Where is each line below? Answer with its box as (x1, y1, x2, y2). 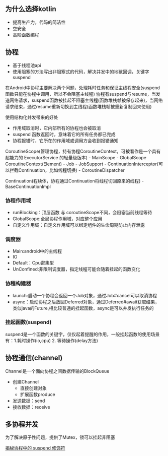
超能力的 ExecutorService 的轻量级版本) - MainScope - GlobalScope (5, 154, 147, 160)
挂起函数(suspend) (5, 319, 52, 326)
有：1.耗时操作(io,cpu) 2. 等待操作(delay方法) (5, 337, 98, 344)
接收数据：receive (12, 404, 50, 410)
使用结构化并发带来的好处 (5, 114, 58, 120)
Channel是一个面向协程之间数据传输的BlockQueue (5, 368, 110, 374)
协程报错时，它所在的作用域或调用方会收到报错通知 (12, 138, 119, 144)
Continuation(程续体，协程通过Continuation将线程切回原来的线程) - (5, 178, 144, 184)
